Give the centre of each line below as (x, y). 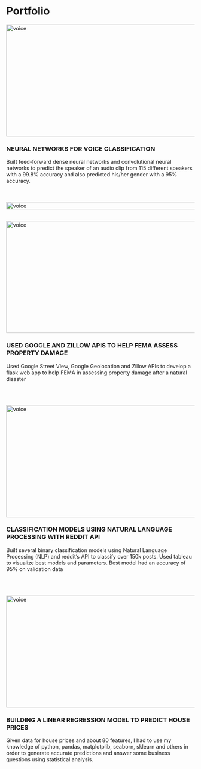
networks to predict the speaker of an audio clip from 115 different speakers (99, 168)
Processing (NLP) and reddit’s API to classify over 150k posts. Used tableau (99, 556)
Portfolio (28, 11)
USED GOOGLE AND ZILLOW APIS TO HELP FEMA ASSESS (92, 346)
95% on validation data (35, 569)
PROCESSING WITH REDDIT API (53, 537)
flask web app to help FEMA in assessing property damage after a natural (97, 373)
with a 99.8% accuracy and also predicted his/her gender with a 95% (92, 175)
